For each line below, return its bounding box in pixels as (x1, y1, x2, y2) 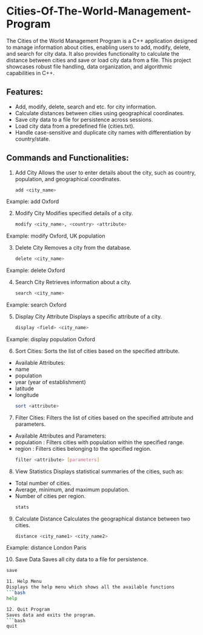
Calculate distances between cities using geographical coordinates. (15, 109, 185, 116)
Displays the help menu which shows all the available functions (6, 584, 175, 590)
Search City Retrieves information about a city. (15, 279, 131, 286)
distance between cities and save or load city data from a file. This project (6, 56, 191, 64)
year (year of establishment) (15, 378, 86, 385)
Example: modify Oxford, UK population (6, 232, 105, 240)
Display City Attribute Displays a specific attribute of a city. (15, 313, 162, 321)
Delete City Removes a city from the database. (15, 244, 131, 251)
